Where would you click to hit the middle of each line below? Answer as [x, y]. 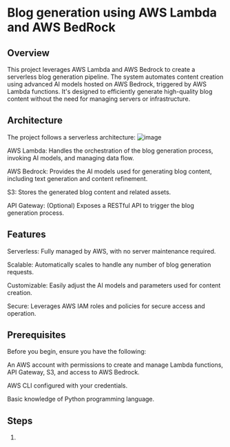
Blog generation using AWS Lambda [112, 13]
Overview [29, 53]
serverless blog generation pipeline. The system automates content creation [115, 77]
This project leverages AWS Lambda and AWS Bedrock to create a [101, 69]
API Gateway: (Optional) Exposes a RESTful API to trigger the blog [101, 205]
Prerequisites [36, 335]
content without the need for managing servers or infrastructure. [99, 99]
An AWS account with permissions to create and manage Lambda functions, [115, 365]
